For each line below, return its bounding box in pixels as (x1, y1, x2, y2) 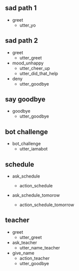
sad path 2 (5, 36, 38, 45)
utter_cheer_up (19, 65, 50, 71)
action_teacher (19, 255, 50, 261)
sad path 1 (5, 4, 37, 12)
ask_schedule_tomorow (12, 192, 60, 198)
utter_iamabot (19, 146, 48, 152)
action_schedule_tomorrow (19, 202, 75, 208)
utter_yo (19, 22, 36, 28)
